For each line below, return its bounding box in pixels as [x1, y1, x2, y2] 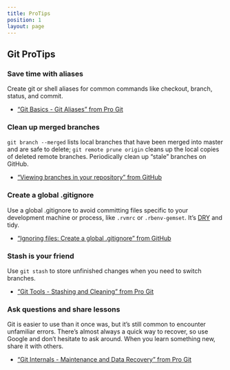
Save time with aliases [7, 69, 84, 78]
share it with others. [7, 342, 64, 351]
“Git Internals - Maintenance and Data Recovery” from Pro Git [17, 356, 191, 364]
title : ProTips [7, 10, 51, 17]
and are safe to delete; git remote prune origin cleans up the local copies [7, 145, 220, 153]
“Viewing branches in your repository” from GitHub [17, 173, 163, 182]
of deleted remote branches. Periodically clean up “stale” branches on [7, 153, 207, 161]
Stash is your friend [7, 251, 74, 261]
